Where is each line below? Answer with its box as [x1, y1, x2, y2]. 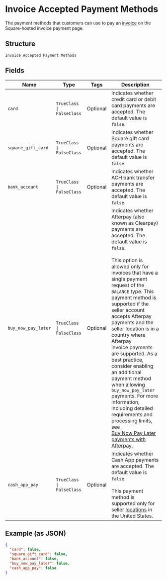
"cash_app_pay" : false [9, 566, 57, 571]
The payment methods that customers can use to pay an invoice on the [5, 20, 151, 26]
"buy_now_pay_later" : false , [9, 561, 70, 566]
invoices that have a [111, 269, 158, 276]
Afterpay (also [111, 213, 145, 220]
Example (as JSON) [5, 529, 66, 538]
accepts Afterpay [111, 312, 152, 319]
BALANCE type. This [111, 288, 154, 294]
